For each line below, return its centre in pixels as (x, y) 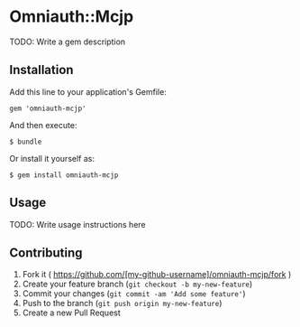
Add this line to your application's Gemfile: (88, 91)
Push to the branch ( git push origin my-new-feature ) (122, 304)
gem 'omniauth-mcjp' (48, 108)
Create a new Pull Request (72, 313)
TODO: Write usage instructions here (77, 224)
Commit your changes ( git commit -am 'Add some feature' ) (134, 294)
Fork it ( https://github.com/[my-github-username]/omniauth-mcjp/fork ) (157, 275)
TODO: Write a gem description (68, 42)
